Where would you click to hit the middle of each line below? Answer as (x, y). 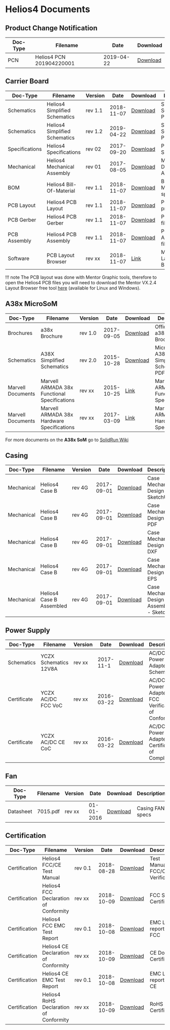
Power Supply (28, 630)
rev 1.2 (94, 131)
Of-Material (61, 191)
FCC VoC (51, 706)
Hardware (52, 421)
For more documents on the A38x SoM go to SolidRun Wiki (67, 440)
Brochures (20, 333)
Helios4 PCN (50, 57)
